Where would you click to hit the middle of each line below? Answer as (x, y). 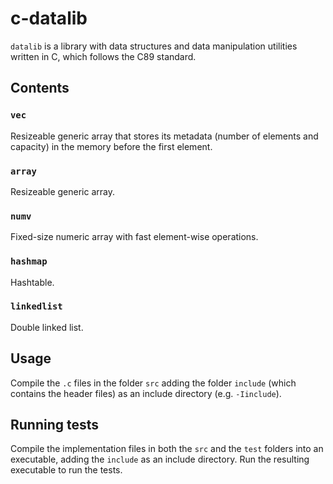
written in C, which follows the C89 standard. (103, 56)
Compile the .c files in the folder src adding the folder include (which (153, 383)
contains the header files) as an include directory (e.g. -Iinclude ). (146, 393)
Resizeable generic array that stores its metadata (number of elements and (164, 136)
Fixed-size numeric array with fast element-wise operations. (134, 237)
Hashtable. (32, 282)
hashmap (29, 261)
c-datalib (49, 18)
